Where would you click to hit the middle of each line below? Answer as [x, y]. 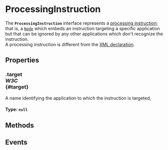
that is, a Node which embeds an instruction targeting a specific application [82, 28]
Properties [22, 60]
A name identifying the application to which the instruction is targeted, [78, 98]
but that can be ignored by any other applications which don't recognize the [84, 34]
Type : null [16, 109]
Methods [20, 125]
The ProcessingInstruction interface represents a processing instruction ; [81, 23]
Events [16, 142]
